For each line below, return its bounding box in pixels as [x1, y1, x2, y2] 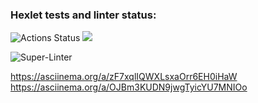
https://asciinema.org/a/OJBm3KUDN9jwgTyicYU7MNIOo [10, 81, 248, 93]
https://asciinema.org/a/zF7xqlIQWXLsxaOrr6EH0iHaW [10, 71, 238, 83]
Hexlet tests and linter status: [10, 8, 157, 22]
